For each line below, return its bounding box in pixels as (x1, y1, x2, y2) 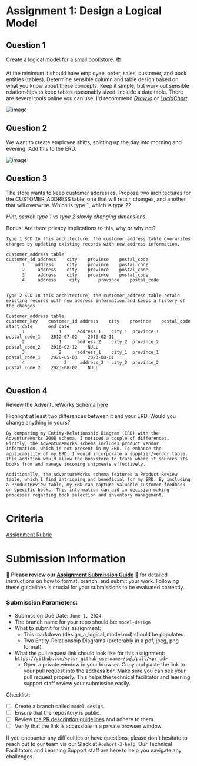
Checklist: (6, 691, 31, 698)
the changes (6, 303, 35, 309)
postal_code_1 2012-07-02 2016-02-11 (6, 334, 115, 340)
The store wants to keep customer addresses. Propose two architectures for (6, 189, 191, 196)
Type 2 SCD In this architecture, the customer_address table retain (6, 293, 181, 299)
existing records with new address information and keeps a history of (6, 297, 185, 304)
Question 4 (6, 386, 48, 396)
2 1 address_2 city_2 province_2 (21, 339, 159, 345)
